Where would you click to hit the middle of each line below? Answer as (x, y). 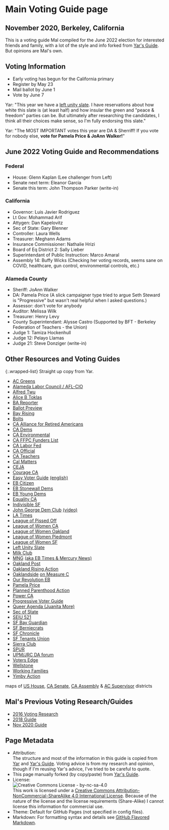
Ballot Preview (27, 408)
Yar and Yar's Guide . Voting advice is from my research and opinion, (83, 763)
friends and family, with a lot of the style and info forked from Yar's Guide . (82, 45)
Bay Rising (23, 413)
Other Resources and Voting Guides (63, 359)
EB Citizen (23, 483)
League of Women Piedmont (42, 537)
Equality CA (24, 499)
